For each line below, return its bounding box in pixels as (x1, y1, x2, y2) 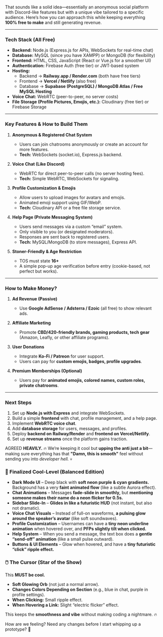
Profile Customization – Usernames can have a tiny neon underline (12, 521, 149, 527)
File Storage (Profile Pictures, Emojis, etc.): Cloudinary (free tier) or (12, 99, 149, 105)
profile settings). (12, 591, 45, 597)
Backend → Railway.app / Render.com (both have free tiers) (19, 73, 141, 79)
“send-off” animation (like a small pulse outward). (12, 536, 114, 542)
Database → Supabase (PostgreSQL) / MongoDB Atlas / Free (19, 84, 143, 89)
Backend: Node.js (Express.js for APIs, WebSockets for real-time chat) (12, 47, 154, 53)
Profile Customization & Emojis (12, 185, 76, 191)
